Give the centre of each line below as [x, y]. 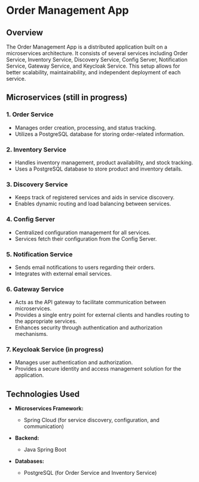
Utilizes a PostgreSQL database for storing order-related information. [100, 134]
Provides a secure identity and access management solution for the [98, 369]
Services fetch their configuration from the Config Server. [86, 239]
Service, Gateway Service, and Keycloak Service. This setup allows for [93, 66]
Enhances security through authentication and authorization [89, 328]
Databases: [30, 461]
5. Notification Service [39, 254]
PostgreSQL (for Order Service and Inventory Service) [90, 473]
